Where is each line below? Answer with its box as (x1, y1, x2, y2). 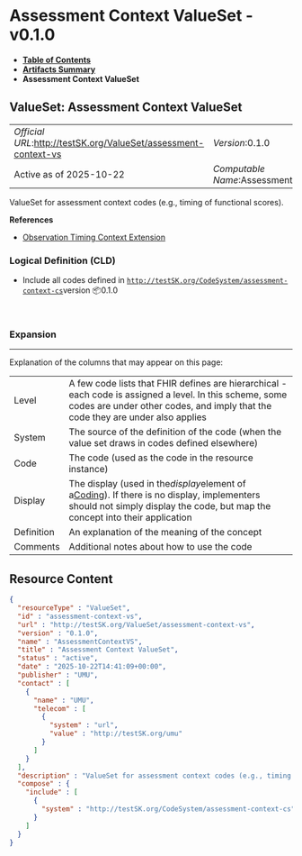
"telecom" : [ (32, 704, 87, 713)
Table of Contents (22, 54, 92, 65)
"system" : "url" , (49, 721, 119, 730)
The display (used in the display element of (68, 478, 246, 490)
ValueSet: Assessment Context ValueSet (9, 100, 243, 115)
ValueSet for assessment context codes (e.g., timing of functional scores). (9, 196, 285, 207)
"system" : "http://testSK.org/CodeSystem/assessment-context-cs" (41, 805, 296, 814)
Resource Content (9, 571, 113, 587)
